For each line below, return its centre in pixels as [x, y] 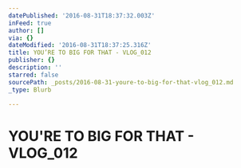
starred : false [34, 75]
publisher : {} [32, 61]
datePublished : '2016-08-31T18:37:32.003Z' [82, 16]
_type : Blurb [30, 90]
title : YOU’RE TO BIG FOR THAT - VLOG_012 [80, 53]
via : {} [21, 38]
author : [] [26, 30]
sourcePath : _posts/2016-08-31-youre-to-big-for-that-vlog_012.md [121, 82]
